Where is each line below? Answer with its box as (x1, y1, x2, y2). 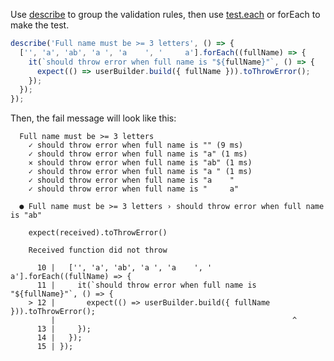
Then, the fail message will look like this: (10, 112, 177, 124)
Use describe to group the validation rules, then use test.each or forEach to (10, 9, 321, 20)
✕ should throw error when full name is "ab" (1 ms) (28, 158, 253, 168)
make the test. (10, 19, 70, 31)
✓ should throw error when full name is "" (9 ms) (28, 140, 244, 151)
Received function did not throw (28, 245, 168, 256)
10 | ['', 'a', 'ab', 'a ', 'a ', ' (36, 263, 213, 273)
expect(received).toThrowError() (28, 228, 168, 238)
